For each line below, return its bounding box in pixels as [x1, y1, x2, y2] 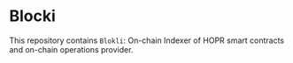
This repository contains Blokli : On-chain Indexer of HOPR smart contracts [9, 35, 285, 45]
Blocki [9, 6, 56, 26]
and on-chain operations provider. [9, 44, 134, 54]
